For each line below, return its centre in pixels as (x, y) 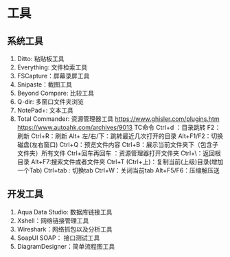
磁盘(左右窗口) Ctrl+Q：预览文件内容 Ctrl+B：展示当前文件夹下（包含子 (117, 145)
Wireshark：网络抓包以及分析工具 (65, 229)
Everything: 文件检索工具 (52, 67)
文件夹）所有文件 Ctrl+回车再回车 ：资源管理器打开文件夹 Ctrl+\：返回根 (119, 153)
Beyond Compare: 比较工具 (56, 93)
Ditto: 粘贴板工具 (41, 59)
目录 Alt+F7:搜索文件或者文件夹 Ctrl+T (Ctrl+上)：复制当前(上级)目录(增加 (120, 162)
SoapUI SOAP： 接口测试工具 (58, 238)
